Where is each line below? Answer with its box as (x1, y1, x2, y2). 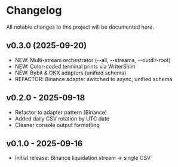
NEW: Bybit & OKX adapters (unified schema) (14, 69, 127, 76)
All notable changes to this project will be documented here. (6, 23, 154, 30)
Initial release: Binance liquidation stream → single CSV (14, 154, 151, 162)
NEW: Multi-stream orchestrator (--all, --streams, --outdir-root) (14, 56, 171, 63)
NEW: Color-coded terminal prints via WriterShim (14, 63, 136, 70)
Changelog (6, 4, 62, 17)
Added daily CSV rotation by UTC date (14, 115, 110, 122)
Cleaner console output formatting (14, 121, 100, 128)
